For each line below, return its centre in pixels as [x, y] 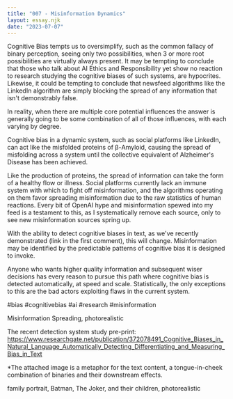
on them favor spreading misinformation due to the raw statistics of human [114, 198]
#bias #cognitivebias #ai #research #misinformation [82, 305]
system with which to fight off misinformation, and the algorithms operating [115, 190]
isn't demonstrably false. [43, 98]
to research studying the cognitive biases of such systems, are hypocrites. [114, 76]
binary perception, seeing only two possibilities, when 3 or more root [106, 54]
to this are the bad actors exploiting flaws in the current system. [98, 291]
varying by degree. [34, 127]
